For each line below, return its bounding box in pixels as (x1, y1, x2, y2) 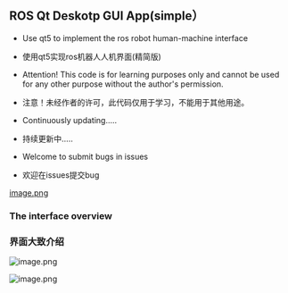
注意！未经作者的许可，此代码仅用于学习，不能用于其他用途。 (21, 96, 250, 107)
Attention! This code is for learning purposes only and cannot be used (21, 69, 280, 80)
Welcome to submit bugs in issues (21, 151, 149, 162)
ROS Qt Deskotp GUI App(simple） (9, 8, 204, 24)
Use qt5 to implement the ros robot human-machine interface (21, 32, 248, 43)
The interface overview (9, 209, 113, 222)
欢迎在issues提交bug (21, 169, 100, 180)
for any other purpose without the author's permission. (21, 79, 225, 89)
